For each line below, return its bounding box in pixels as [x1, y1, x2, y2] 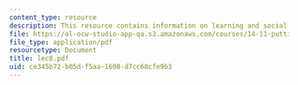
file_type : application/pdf [9, 37, 114, 47]
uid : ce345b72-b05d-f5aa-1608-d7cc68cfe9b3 [9, 63, 173, 72]
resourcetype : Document [9, 46, 98, 55]
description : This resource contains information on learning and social [9, 21, 288, 30]
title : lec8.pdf [9, 54, 69, 63]
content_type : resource [9, 12, 98, 22]
